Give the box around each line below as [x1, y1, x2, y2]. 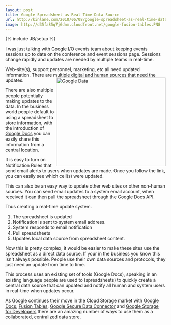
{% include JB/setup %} [5, 36, 56, 42]
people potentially [5, 92, 43, 99]
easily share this [5, 136, 40, 142]
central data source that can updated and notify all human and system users [5, 282, 165, 289]
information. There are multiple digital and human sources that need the [5, 72, 156, 78]
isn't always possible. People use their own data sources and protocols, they [5, 256, 166, 262]
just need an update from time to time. [5, 262, 85, 268]
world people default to [5, 109, 54, 115]
